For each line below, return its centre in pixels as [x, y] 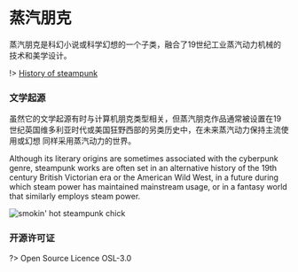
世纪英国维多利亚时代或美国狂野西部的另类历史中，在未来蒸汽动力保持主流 [145, 130]
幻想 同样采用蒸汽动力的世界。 [80, 141]
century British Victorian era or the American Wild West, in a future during [144, 177]
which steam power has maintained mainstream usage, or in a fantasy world [149, 187]
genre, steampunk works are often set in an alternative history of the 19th [143, 168]
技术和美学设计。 [40, 55]
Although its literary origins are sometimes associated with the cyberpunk [144, 159]
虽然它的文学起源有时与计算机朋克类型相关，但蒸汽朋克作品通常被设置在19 [145, 119]
